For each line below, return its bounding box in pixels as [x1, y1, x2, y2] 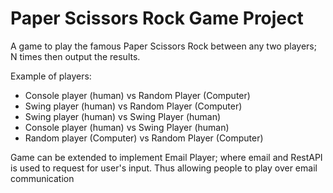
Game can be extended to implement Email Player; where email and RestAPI [10, 151, 323, 163]
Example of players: [10, 70, 92, 82]
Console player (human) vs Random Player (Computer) [24, 89, 251, 101]
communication [10, 172, 75, 184]
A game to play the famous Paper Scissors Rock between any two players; [10, 40, 317, 52]
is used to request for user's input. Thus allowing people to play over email [10, 162, 318, 174]
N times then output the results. [10, 50, 141, 62]
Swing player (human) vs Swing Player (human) [24, 110, 222, 122]
